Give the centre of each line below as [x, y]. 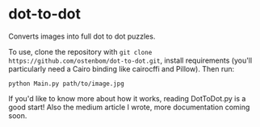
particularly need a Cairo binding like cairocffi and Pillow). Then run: [122, 68]
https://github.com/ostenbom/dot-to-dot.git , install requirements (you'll [130, 60]
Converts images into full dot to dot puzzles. [82, 36]
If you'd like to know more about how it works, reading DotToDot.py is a [127, 98]
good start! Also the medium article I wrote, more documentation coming [129, 107]
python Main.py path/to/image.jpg [67, 84]
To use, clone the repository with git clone [80, 51]
